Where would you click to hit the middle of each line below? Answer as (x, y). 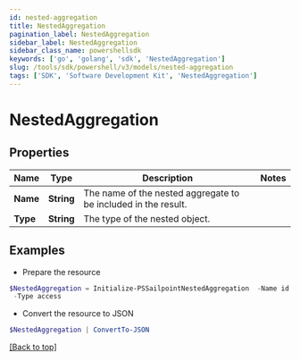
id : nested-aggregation (54, 17)
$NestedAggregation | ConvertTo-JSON (79, 330)
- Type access (37, 297)
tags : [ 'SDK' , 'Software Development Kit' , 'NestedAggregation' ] (133, 76)
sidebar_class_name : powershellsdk (75, 51)
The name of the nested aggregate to (162, 193)
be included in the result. (135, 204)
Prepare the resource (61, 272)
